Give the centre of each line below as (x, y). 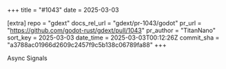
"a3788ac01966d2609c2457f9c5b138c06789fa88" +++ (87, 45)
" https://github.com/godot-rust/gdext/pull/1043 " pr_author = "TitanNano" (111, 30)
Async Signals (27, 58)
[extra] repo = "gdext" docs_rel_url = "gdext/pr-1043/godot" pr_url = (104, 23)
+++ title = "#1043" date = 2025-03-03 (63, 10)
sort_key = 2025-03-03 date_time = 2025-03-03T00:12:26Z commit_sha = (113, 38)
